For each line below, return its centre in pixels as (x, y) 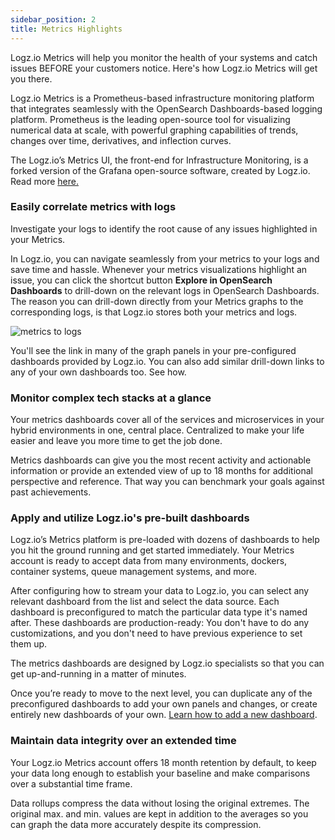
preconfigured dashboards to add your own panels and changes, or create (164, 704)
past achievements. (51, 492)
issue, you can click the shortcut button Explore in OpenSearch (141, 280)
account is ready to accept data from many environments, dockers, (149, 561)
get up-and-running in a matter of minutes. (98, 674)
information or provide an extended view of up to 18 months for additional (161, 471)
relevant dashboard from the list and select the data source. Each (145, 602)
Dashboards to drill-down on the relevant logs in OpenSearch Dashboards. (165, 290)
